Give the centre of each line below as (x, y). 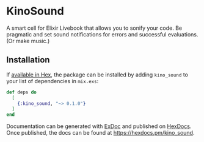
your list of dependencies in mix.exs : (53, 81)
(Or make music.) (28, 41)
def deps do (21, 92)
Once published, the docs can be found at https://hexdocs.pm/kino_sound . (100, 133)
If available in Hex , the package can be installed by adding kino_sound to (97, 75)
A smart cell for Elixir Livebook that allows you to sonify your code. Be (94, 28)
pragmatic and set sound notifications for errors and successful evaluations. (102, 34)
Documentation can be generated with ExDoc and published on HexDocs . (99, 126)
